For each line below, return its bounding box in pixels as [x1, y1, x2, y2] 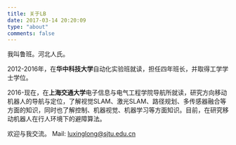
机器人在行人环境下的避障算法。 [13, 115, 106, 123]
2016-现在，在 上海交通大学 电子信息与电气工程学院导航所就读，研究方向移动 [7, 88, 228, 97]
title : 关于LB [7, 10, 47, 18]
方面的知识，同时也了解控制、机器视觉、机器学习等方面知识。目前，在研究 [7, 106, 223, 114]
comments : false [7, 29, 55, 37]
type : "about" [7, 23, 49, 30]
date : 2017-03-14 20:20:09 [7, 17, 86, 24]
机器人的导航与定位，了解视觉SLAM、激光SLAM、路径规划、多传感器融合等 [7, 97, 227, 106]
